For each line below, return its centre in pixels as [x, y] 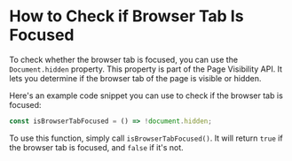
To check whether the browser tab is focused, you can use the [123, 59]
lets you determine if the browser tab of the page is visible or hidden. [135, 78]
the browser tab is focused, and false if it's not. [96, 147]
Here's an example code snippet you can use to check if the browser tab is [146, 96]
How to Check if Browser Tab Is [126, 16]
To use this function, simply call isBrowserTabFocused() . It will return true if [146, 138]
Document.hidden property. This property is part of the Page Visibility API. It [146, 69]
